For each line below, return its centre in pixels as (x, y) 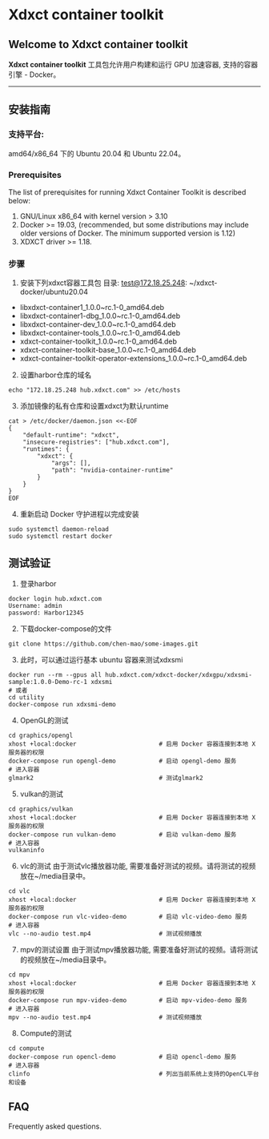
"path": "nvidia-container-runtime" (112, 470)
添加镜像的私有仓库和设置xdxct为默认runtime (94, 406)
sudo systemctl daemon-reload (59, 529)
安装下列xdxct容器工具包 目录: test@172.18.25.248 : (104, 283)
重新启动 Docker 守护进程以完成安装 (79, 514)
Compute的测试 (46, 1033)
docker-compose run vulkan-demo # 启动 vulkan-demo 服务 (122, 835)
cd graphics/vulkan (41, 809)
